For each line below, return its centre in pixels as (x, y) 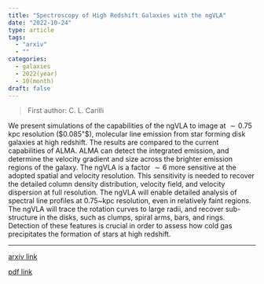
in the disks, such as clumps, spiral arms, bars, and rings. (132, 217)
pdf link (20, 272)
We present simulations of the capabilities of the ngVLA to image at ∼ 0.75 (130, 126)
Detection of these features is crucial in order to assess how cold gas (120, 226)
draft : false (29, 88)
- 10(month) (35, 81)
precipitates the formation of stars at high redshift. (90, 234)
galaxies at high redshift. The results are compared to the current (114, 143)
